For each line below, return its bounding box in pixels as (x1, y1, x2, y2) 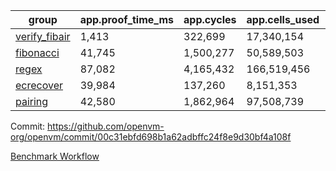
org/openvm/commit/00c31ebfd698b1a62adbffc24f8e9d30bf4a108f (10, 131, 292, 143)
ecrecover (15, 79, 64, 92)
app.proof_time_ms (79, 13, 175, 26)
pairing (15, 95, 49, 108)
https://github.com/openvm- (47, 120, 165, 132)
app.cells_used (246, 13, 320, 26)
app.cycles (183, 13, 237, 26)
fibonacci (15, 46, 60, 59)
